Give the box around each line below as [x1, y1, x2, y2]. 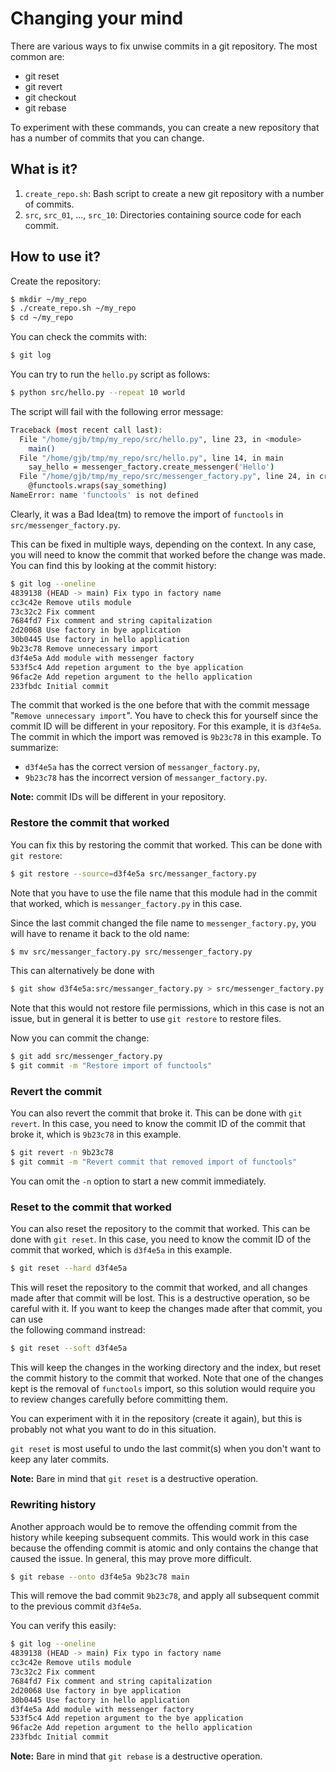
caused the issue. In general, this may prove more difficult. [10, 1552, 252, 1564]
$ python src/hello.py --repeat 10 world [10, 388, 186, 398]
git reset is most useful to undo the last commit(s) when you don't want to [10, 1443, 322, 1455]
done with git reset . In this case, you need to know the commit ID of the [10, 1233, 312, 1246]
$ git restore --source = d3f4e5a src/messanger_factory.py [10, 868, 257, 879]
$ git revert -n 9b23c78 [10, 1148, 114, 1158]
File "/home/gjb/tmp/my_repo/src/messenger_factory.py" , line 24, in [19, 472, 315, 482]
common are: [10, 50, 65, 62]
